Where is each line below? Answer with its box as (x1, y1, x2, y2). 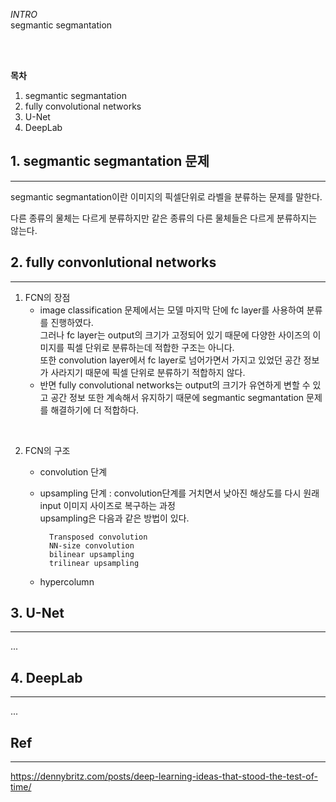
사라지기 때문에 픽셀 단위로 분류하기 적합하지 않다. (50, 366, 246, 378)
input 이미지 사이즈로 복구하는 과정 (39, 499, 176, 511)
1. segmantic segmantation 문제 (10, 153, 210, 170)
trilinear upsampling (48, 558, 140, 568)
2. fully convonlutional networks (10, 254, 217, 271)
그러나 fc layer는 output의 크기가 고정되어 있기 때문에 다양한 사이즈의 (39, 329, 311, 341)
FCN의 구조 (24, 444, 71, 456)
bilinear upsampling (48, 549, 135, 559)
